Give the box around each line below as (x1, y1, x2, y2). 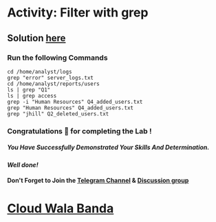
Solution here (7, 32, 66, 44)
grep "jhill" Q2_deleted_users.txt (7, 110, 109, 118)
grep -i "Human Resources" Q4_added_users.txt (7, 98, 143, 105)
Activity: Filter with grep (7, 5, 149, 21)
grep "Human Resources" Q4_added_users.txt (7, 104, 134, 111)
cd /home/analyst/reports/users (7, 80, 100, 87)
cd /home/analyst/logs (7, 68, 72, 75)
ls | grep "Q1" (7, 86, 51, 93)
